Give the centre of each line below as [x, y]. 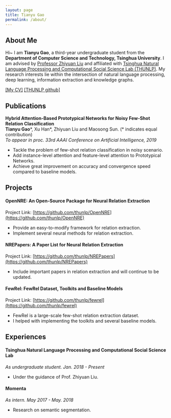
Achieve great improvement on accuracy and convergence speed [81, 166]
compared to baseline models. [44, 172]
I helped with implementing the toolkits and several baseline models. [84, 321]
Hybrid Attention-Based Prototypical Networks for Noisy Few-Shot [78, 118]
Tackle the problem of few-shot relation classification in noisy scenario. [88, 150]
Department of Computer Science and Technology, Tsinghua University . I [85, 58]
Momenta [16, 389]
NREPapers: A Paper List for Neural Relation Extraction [64, 245]
